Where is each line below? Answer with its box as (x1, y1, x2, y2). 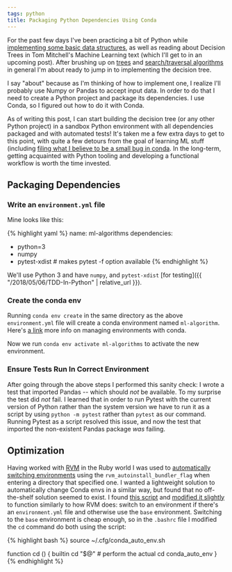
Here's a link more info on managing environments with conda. (7, 326, 187, 335)
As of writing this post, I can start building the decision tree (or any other (7, 114, 215, 122)
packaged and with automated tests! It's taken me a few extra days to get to (7, 129, 224, 138)
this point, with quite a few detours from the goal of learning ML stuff (7, 136, 205, 145)
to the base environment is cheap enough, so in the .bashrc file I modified (7, 515, 217, 523)
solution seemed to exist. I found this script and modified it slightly (34, 493, 225, 501)
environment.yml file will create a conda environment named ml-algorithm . (7, 319, 220, 327)
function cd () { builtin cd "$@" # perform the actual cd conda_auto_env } (7, 549, 217, 557)
